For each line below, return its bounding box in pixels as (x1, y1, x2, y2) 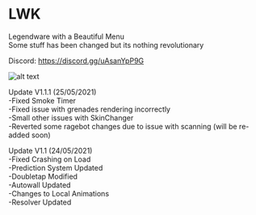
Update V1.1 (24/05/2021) (8, 145, 93, 155)
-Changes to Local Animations (8, 188, 110, 198)
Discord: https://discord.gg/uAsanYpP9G (8, 56, 145, 65)
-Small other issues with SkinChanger (8, 112, 134, 122)
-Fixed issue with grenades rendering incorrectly (8, 104, 171, 114)
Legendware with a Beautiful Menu (8, 32, 125, 41)
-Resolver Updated (8, 197, 72, 207)
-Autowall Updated (8, 179, 71, 190)
